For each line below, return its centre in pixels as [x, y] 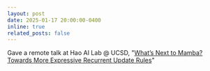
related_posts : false [39, 33]
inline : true [26, 26]
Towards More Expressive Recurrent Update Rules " [81, 61]
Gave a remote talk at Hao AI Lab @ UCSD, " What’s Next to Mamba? [105, 53]
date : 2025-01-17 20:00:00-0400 [54, 20]
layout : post [26, 14]
